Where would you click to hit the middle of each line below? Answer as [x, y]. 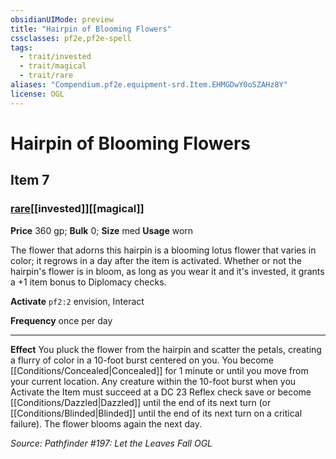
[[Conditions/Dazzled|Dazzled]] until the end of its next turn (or [141, 402]
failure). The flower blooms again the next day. [106, 423]
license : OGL [37, 94]
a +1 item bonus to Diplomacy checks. [88, 282]
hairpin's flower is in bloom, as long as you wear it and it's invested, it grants [167, 271]
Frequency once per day [61, 320]
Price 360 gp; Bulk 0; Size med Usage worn [102, 230]
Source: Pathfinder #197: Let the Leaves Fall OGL [111, 443]
